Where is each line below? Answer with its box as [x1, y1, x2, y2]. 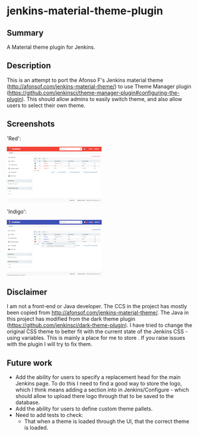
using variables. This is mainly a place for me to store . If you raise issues [7, 334, 186, 342]
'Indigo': [7, 208, 27, 215]
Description [7, 61, 51, 71]
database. [15, 399, 40, 406]
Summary [7, 28, 44, 38]
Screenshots [7, 119, 55, 129]
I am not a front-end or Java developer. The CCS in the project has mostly [7, 303, 187, 310]
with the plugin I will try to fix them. [7, 340, 92, 348]
